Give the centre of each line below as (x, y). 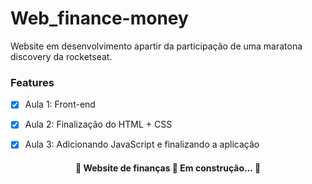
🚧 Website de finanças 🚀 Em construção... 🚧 (168, 168)
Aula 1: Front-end (60, 104)
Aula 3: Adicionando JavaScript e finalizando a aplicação (142, 144)
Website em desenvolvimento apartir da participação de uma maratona (156, 46)
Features (32, 82)
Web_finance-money (99, 18)
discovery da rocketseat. (61, 56)
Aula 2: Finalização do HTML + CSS (98, 124)
